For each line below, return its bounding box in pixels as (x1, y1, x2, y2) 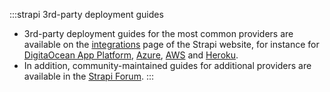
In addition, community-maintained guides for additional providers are (23, 60, 312, 71)
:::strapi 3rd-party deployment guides (9, 9, 164, 20)
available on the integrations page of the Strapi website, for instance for (23, 39, 320, 50)
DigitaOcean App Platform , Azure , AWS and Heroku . (23, 49, 239, 61)
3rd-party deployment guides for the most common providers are (23, 28, 294, 39)
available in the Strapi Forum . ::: (23, 70, 154, 82)
